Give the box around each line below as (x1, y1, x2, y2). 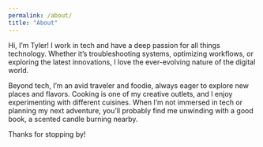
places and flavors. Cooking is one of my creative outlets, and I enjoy (8, 89, 233, 98)
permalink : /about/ (8, 11, 73, 20)
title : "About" (8, 19, 58, 27)
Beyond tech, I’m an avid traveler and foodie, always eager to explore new (8, 80, 249, 90)
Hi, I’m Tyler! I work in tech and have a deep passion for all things (8, 40, 221, 50)
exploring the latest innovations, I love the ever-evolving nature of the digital (8, 57, 256, 67)
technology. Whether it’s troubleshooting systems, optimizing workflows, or (8, 49, 254, 58)
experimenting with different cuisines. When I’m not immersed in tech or (8, 97, 243, 107)
